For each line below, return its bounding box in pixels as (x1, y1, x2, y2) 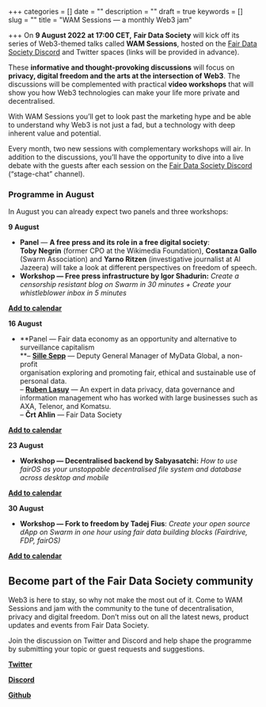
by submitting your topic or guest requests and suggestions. (8, 644, 205, 654)
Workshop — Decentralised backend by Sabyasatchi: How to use (19, 456, 238, 466)
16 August (8, 319, 43, 328)
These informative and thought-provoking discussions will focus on (8, 63, 235, 72)
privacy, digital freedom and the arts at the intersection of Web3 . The (8, 71, 241, 80)
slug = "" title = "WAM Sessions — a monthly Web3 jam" (8, 15, 192, 25)
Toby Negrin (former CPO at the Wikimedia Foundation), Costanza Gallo (19, 246, 257, 256)
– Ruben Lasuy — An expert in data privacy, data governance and (19, 384, 235, 395)
